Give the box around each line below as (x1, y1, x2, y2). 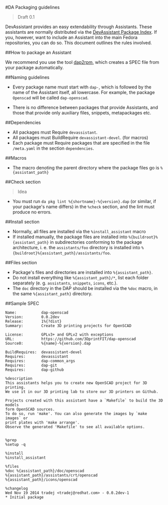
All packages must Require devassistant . (12, 129, 98, 135)
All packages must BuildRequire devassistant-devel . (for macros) (12, 135, 148, 140)
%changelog (5, 486, 28, 491)
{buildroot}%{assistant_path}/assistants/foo (12, 251, 110, 256)
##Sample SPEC (5, 300, 39, 306)
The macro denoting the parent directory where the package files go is (12, 165, 159, 170)
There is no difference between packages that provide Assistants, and (12, 105, 158, 110)
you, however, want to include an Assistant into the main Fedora (5, 35, 138, 40)
